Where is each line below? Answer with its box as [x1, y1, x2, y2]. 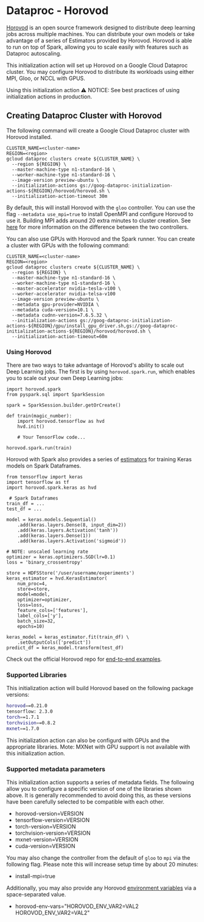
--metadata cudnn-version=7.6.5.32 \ [12, 312, 108, 318]
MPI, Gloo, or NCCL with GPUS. [6, 74, 85, 82]
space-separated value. [6, 891, 66, 898]
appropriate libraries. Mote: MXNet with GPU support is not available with [6, 743, 191, 751]
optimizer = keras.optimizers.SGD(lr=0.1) [6, 554, 116, 560]
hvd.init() [17, 423, 45, 430]
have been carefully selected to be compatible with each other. [6, 798, 164, 805]
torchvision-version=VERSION [15, 829, 91, 837]
